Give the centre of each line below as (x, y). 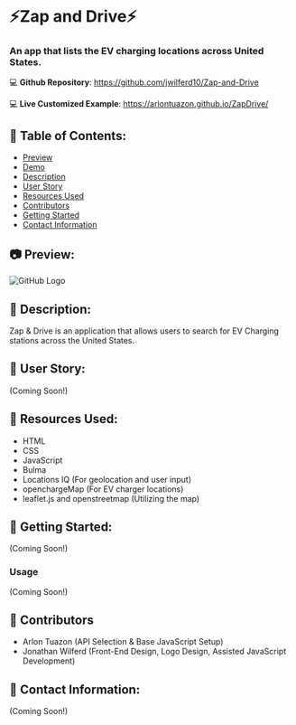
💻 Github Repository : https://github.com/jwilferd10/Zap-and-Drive (134, 82)
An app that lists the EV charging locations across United (137, 52)
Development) (49, 661)
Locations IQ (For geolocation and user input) (107, 479)
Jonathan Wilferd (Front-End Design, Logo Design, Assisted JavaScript (154, 652)
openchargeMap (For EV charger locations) (103, 489)
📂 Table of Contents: (68, 136)
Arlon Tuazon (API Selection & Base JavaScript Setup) (123, 642)
